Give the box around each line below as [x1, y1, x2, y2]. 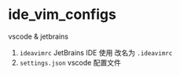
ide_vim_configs [8, 6, 116, 24]
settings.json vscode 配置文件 [19, 58, 122, 67]
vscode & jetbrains [8, 32, 69, 41]
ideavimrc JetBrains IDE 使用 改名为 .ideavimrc [19, 47, 173, 57]
